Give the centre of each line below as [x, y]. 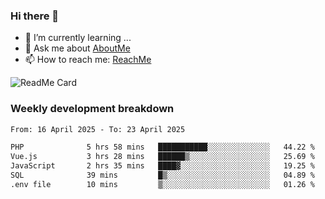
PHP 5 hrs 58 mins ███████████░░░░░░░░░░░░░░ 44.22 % [162, 147]
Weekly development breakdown [92, 109]
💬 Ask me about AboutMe [77, 48]
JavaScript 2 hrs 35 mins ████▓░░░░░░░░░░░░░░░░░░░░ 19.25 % [162, 166]
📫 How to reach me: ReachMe [88, 60]
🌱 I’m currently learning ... [78, 38]
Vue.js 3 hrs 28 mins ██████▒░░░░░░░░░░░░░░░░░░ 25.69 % [162, 157]
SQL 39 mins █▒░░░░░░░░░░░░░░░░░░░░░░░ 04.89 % [162, 175]
